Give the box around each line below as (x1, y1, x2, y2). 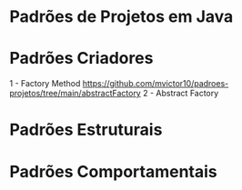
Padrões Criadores (9, 48, 154, 69)
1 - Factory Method (9, 78, 81, 89)
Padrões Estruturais (9, 120, 163, 140)
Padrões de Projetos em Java (9, 6, 234, 27)
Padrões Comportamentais (9, 161, 218, 182)
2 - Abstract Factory (142, 88, 219, 99)
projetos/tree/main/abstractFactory (9, 88, 141, 99)
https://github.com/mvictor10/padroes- (82, 78, 229, 89)
